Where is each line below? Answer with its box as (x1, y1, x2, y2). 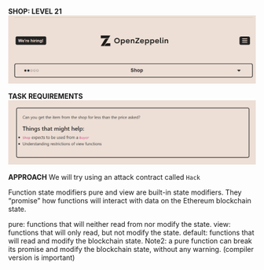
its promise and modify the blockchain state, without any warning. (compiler (8, 244, 254, 254)
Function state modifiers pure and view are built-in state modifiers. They (8, 188, 242, 197)
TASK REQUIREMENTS (8, 92, 83, 101)
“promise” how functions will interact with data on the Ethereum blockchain (8, 195, 251, 205)
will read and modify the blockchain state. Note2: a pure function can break (8, 235, 253, 246)
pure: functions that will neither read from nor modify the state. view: (8, 219, 231, 228)
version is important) (8, 253, 75, 262)
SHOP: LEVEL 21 (8, 7, 62, 16)
